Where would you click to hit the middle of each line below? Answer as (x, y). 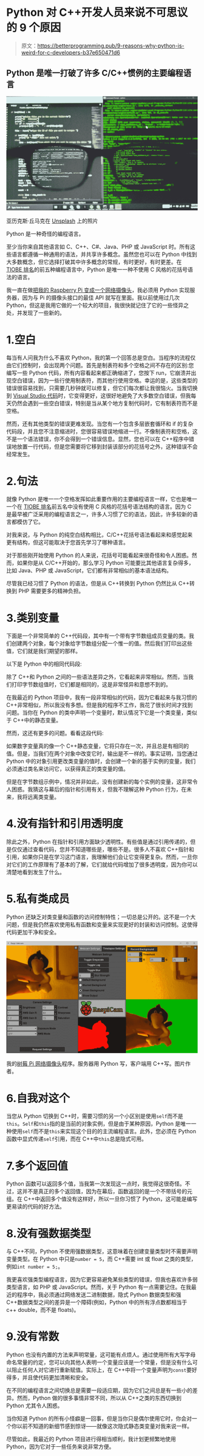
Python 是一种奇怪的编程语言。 (45, 234)
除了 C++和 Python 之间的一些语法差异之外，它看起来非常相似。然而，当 (97, 677)
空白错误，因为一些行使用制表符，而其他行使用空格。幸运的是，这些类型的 (104, 381)
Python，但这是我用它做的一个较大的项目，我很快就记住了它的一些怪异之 (98, 305)
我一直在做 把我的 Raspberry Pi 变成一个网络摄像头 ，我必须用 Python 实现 (98, 290)
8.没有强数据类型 (49, 1233)
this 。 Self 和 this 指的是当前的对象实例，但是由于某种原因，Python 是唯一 (99, 1124)
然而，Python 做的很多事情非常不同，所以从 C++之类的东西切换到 (99, 1398)
